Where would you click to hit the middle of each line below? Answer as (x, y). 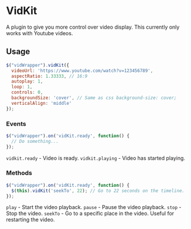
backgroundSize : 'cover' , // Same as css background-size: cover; (94, 98)
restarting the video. (30, 220)
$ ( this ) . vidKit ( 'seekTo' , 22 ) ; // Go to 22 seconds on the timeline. (98, 191)
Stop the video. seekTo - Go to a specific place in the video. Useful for (90, 213)
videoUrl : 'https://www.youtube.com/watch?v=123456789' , (82, 71)
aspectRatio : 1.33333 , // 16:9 (50, 76)
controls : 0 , (27, 93)
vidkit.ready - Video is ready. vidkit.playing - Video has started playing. (96, 158)
